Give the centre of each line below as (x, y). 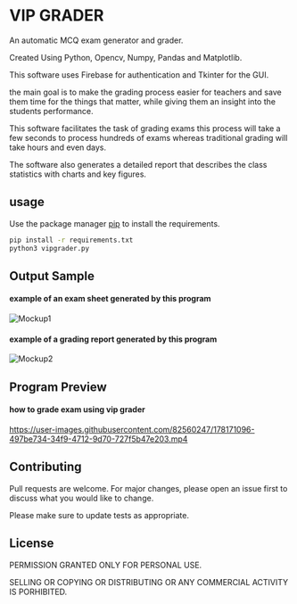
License (32, 544)
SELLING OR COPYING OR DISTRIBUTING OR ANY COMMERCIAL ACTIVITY (149, 582)
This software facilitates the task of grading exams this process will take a (145, 128)
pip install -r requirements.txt (71, 240)
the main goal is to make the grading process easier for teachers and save (146, 92)
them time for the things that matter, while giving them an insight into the (143, 101)
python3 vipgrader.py (49, 248)
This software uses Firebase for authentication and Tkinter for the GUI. (139, 74)
